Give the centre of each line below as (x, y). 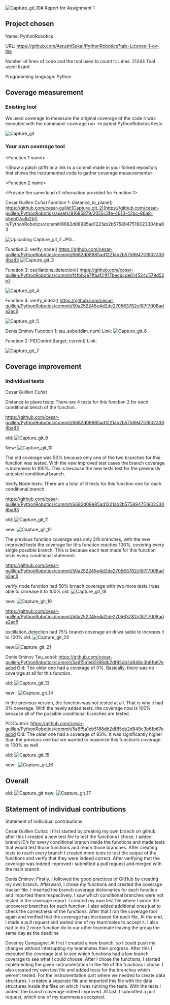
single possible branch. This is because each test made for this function (80, 550)
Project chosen (30, 24)
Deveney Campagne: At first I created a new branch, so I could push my (80, 943)
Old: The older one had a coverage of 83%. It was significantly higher (90, 734)
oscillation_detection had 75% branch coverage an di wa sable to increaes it (85, 632)
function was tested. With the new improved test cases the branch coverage (85, 463)
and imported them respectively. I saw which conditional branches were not (84, 895)
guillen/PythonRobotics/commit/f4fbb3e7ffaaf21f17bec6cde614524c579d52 (85, 275)
